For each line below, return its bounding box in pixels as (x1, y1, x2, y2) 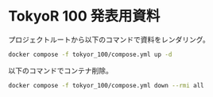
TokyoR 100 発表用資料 (8, 7, 161, 25)
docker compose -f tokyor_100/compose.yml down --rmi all (8, 81, 204, 89)
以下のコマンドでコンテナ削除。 (8, 65, 113, 75)
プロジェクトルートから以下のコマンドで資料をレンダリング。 (8, 35, 210, 44)
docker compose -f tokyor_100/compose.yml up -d (8, 50, 172, 58)
